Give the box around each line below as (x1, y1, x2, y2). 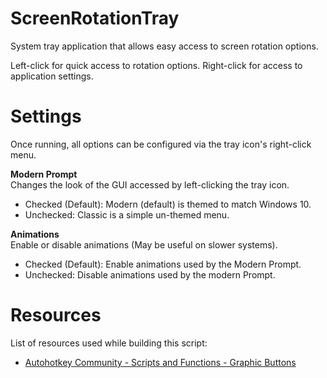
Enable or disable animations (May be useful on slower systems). (10, 238, 278, 251)
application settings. (10, 70, 94, 82)
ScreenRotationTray (10, 7, 180, 30)
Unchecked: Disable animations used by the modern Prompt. (24, 268, 276, 281)
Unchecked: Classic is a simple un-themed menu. (24, 208, 230, 221)
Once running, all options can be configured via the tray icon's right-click (10, 138, 312, 150)
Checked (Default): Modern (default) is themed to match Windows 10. (24, 198, 312, 210)
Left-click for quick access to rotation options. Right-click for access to (10, 59, 303, 71)
